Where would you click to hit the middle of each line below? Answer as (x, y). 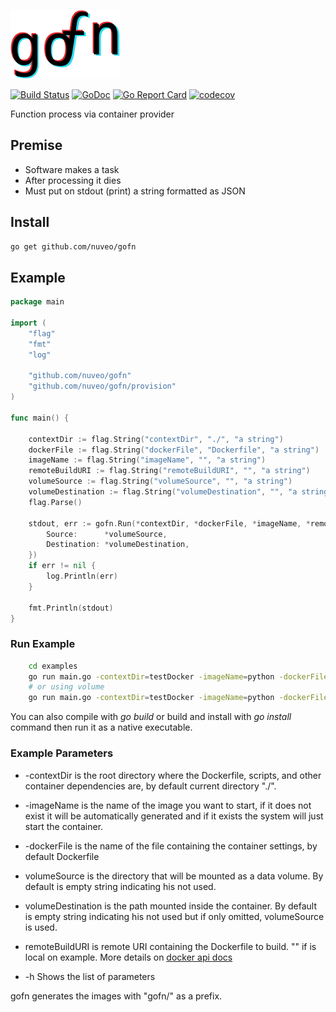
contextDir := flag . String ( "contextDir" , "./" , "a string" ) (156, 439)
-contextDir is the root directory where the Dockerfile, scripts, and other (173, 775)
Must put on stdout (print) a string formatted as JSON (135, 191)
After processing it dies (73, 180)
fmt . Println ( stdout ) (71, 608)
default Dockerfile (62, 856)
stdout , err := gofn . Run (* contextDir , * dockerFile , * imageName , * (169, 523)
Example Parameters (62, 753)
